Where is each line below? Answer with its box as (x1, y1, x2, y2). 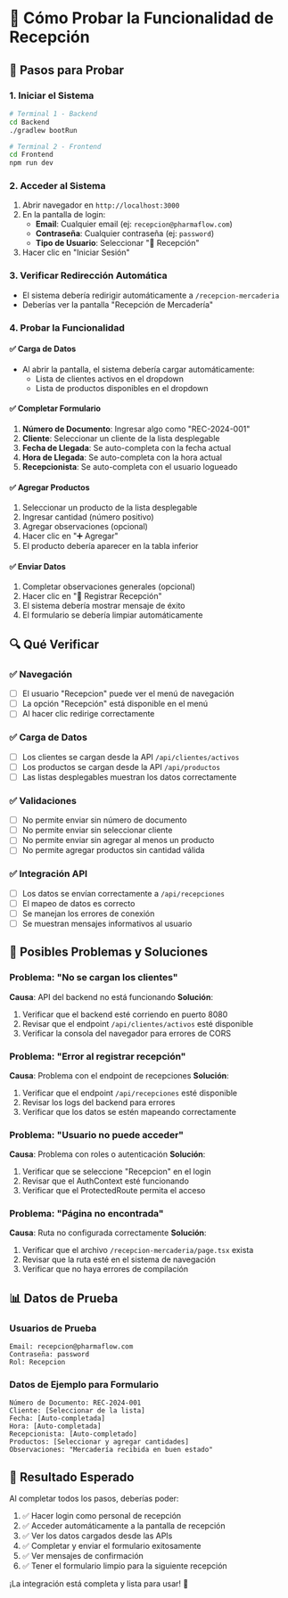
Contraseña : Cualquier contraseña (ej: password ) (35, 228, 215, 239)
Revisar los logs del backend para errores (21, 1096, 176, 1108)
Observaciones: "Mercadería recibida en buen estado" (9, 1446, 214, 1455)
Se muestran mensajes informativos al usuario (21, 918, 193, 929)
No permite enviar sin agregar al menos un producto (21, 835, 215, 846)
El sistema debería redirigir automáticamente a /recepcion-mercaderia (21, 290, 280, 300)
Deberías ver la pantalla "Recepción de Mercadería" (21, 299, 214, 310)
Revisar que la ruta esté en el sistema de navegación (21, 1254, 216, 1265)
